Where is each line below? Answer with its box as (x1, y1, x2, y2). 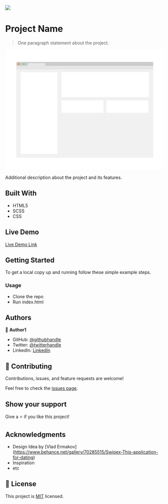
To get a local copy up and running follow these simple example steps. (5, 269, 151, 276)
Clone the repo (12, 293, 44, 299)
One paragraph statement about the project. (17, 39, 109, 45)
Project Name (5, 23, 63, 35)
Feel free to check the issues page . (5, 385, 78, 391)
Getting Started (5, 256, 55, 264)
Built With (5, 189, 37, 198)
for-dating (12, 454, 34, 460)
